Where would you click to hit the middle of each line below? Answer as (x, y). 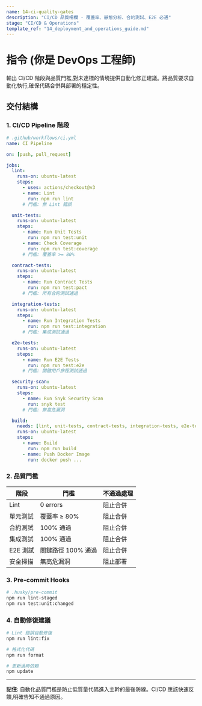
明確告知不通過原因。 (39, 697)
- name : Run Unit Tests (52, 232)
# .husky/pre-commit (32, 593)
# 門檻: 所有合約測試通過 (50, 293)
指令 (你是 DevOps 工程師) (71, 60)
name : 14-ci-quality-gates (40, 12)
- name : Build (40, 443)
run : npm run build (52, 448)
